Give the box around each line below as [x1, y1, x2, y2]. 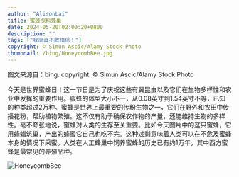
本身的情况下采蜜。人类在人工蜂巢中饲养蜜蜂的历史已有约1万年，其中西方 [7, 138, 222, 147]
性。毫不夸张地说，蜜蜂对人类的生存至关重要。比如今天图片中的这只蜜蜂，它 [7, 120, 232, 129]
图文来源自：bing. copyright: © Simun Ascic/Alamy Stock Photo [7, 70, 194, 79]
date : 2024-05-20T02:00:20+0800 [7, 23, 103, 30]
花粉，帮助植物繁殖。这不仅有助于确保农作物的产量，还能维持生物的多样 [13, 111, 225, 120]
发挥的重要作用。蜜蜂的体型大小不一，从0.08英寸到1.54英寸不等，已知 [19, 93, 226, 103]
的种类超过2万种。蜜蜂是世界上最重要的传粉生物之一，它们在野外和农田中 [7, 103, 223, 111]
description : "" [7, 30, 55, 38]
